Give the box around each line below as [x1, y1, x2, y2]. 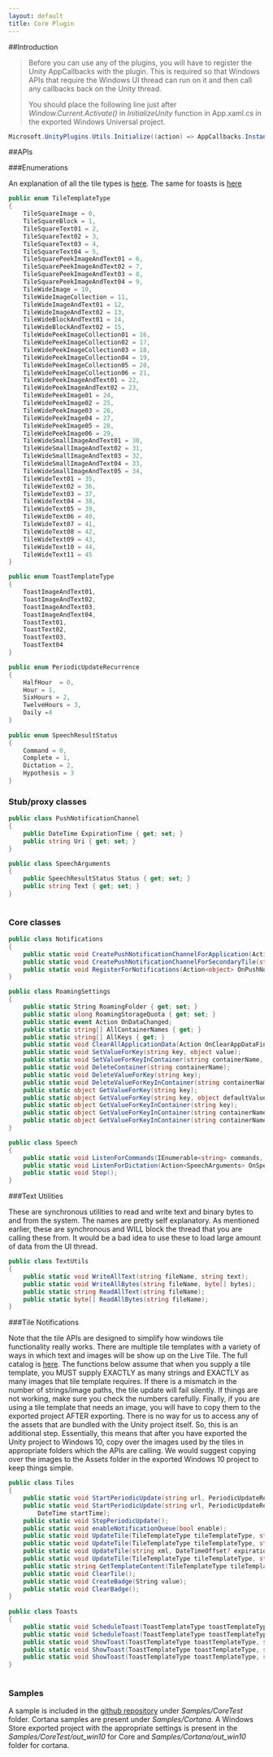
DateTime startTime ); [37, 1509, 111, 1518]
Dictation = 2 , [23, 762, 75, 770]
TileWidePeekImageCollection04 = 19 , [23, 354, 151, 362]
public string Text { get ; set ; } [23, 882, 140, 890]
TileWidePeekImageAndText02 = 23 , [23, 384, 140, 392]
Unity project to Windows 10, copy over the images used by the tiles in [8, 1437, 244, 1447]
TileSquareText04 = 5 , [23, 248, 100, 256]
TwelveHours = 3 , [23, 701, 82, 709]
